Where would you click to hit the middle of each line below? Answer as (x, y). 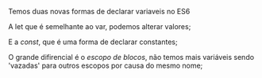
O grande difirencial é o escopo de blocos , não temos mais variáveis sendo (131, 57)
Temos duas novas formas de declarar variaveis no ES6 (99, 11)
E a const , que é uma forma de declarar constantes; (93, 42)
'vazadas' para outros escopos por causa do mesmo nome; (106, 65)
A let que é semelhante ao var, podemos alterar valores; (100, 26)
